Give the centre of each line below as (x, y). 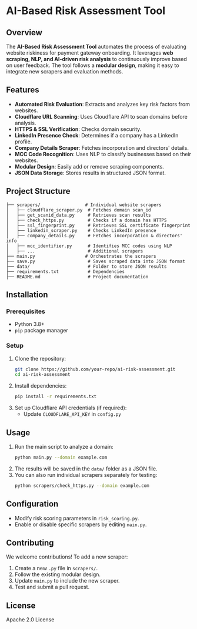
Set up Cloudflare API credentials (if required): (71, 408)
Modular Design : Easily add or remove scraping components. (89, 166)
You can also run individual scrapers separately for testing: (86, 475)
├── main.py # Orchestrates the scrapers (81, 256)
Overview (24, 33)
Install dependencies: (41, 386)
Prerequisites (26, 311)
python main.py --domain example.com (61, 458)
